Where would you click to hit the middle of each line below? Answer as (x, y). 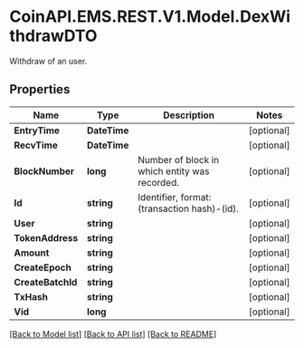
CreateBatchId (46, 282)
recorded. (158, 182)
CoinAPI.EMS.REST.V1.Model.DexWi (150, 17)
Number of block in (178, 159)
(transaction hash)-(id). (188, 208)
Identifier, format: (174, 197)
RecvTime (36, 145)
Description (189, 115)
